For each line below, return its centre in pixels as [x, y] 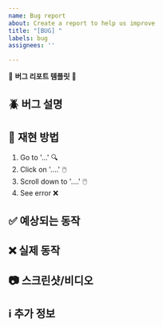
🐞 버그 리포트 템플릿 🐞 [42, 76]
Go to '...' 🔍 [39, 158]
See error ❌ [39, 193]
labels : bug [28, 38]
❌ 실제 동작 [34, 250]
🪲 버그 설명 [36, 104]
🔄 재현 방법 [34, 137]
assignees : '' [32, 46]
